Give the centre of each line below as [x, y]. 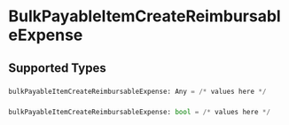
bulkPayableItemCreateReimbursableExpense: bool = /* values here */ [140, 113]
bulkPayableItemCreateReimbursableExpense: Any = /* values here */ [137, 91]
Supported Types [58, 68]
